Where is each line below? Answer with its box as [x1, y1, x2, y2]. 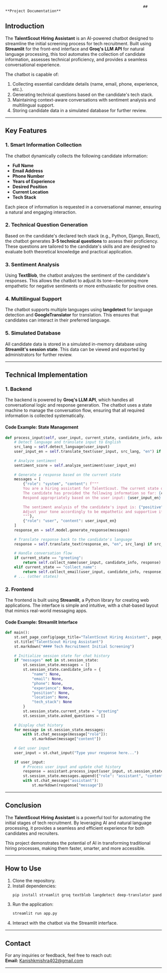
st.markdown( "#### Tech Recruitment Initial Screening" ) [14, 644, 135, 649]
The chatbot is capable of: [5, 71, 59, 77]
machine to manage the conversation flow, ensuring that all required [5, 408, 145, 414]
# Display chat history [14, 723, 64, 728]
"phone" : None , [31, 681, 64, 686]
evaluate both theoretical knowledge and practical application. [5, 248, 133, 254]
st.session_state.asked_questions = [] [23, 713, 106, 718]
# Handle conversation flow [14, 551, 72, 556]
